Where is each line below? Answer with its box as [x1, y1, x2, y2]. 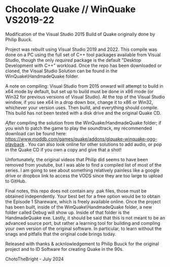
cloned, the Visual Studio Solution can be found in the [5, 67, 118, 74]
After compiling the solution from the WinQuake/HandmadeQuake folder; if [5, 120, 161, 126]
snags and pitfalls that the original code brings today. [5, 231, 117, 237]
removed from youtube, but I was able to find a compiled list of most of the [5, 162, 162, 168]
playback [5, 141, 24, 147]
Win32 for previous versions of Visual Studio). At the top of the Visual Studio [5, 94, 165, 100]
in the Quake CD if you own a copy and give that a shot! [5, 146, 122, 152]
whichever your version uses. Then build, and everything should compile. [5, 104, 159, 110]
